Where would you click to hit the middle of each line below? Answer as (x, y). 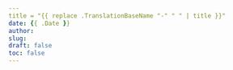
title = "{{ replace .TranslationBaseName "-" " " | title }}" (117, 16)
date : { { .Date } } (39, 23)
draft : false (30, 46)
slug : (17, 38)
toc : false (27, 53)
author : (21, 31)
